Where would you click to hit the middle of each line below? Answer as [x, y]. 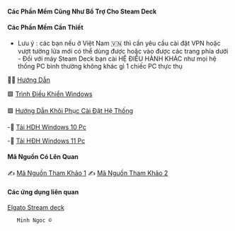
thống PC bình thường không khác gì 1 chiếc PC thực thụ [100, 66]
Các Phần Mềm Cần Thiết [45, 28]
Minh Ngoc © [34, 220]
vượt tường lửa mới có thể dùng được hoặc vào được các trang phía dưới [123, 51]
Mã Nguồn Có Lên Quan [43, 157]
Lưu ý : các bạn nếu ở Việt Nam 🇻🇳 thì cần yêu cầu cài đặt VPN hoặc [119, 43]
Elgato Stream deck [36, 208]
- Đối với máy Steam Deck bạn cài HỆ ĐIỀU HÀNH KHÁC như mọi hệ [117, 59]
